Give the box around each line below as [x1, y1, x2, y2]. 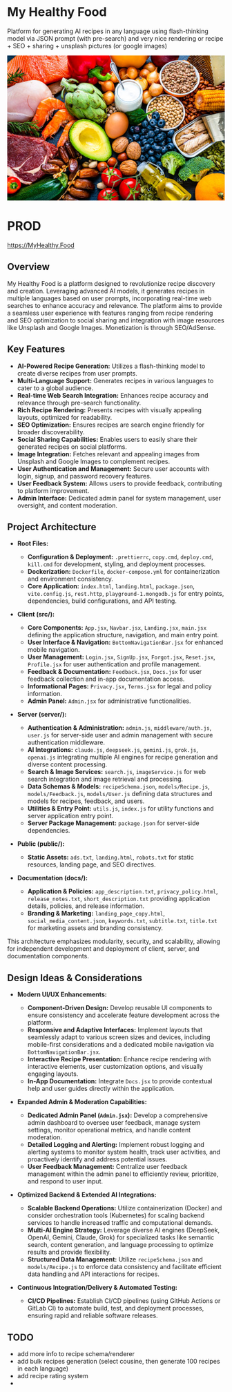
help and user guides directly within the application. [27, 1085, 175, 1093]
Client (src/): [17, 610, 55, 619]
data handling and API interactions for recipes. [27, 1270, 160, 1278]
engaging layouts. [27, 1070, 79, 1078]
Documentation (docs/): [17, 874, 88, 882]
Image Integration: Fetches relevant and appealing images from [17, 449, 200, 458]
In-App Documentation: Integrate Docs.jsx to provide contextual [27, 1077, 213, 1085]
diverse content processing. [27, 760, 108, 768]
